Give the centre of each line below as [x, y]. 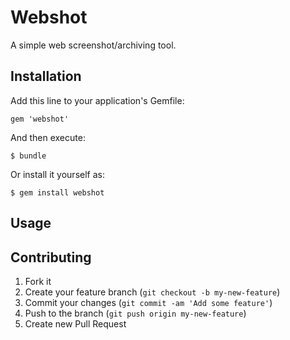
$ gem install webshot [57, 192]
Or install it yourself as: [57, 174]
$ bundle [28, 156]
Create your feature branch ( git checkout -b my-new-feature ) [152, 292]
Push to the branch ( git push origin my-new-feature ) [135, 313]
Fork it [38, 281]
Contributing [51, 257]
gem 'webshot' [40, 119]
